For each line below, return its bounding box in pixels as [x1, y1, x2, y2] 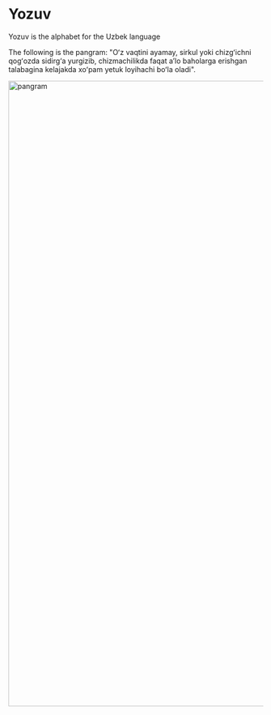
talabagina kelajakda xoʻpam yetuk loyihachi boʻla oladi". [8, 64, 197, 74]
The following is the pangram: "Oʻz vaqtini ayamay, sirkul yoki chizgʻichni [8, 47, 252, 57]
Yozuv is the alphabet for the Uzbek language [8, 32, 161, 41]
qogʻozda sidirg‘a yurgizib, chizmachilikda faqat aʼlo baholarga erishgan [8, 56, 248, 66]
